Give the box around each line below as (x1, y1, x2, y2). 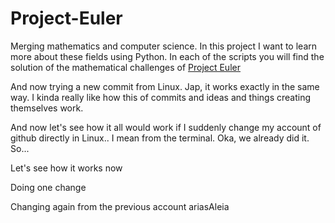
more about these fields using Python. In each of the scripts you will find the (10, 50, 325, 62)
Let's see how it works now (10, 162, 123, 174)
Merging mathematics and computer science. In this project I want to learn (10, 40, 317, 52)
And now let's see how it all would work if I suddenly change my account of (10, 121, 322, 133)
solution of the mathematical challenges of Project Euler (10, 61, 241, 73)
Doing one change (10, 181, 87, 193)
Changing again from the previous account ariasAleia (10, 200, 230, 212)
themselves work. (10, 102, 84, 114)
